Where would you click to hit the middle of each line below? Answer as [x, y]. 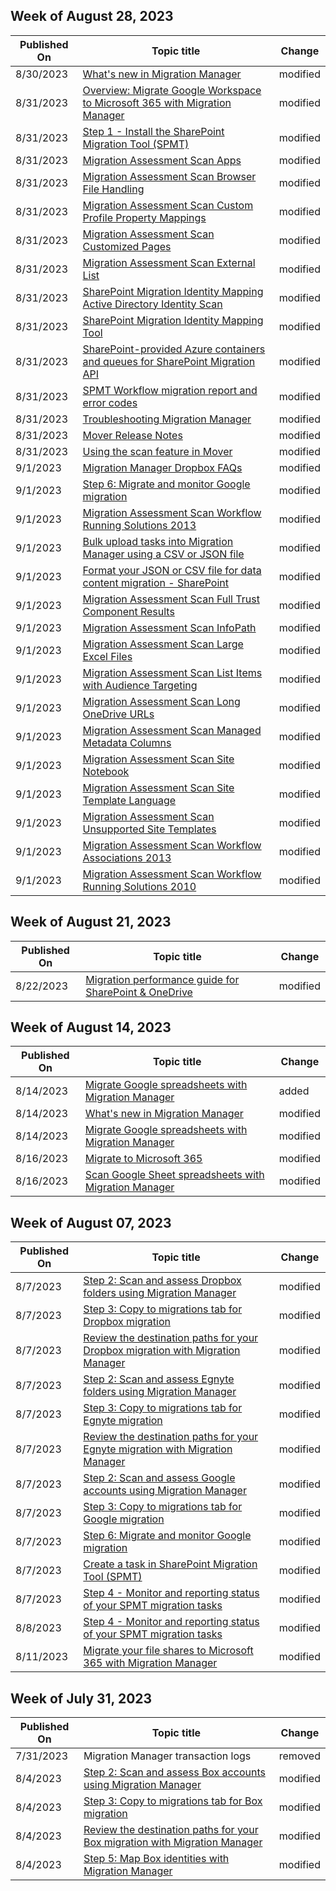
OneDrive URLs [118, 714]
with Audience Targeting [140, 685]
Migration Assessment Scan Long [161, 701]
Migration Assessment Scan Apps [162, 160]
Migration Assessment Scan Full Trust [171, 599]
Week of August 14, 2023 [91, 1027]
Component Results [128, 611]
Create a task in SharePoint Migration [170, 1564]
